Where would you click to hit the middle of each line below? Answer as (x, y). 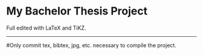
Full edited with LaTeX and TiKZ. (46, 28)
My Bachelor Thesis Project (77, 11)
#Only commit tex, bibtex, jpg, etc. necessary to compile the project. (91, 45)
